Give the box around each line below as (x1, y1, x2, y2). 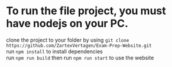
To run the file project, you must (6, 4, 167, 18)
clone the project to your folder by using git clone (6, 36, 129, 43)
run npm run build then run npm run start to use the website (6, 54, 154, 61)
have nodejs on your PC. (6, 17, 129, 30)
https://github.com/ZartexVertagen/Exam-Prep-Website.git (6, 43, 152, 49)
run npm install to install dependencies (6, 47, 103, 55)
